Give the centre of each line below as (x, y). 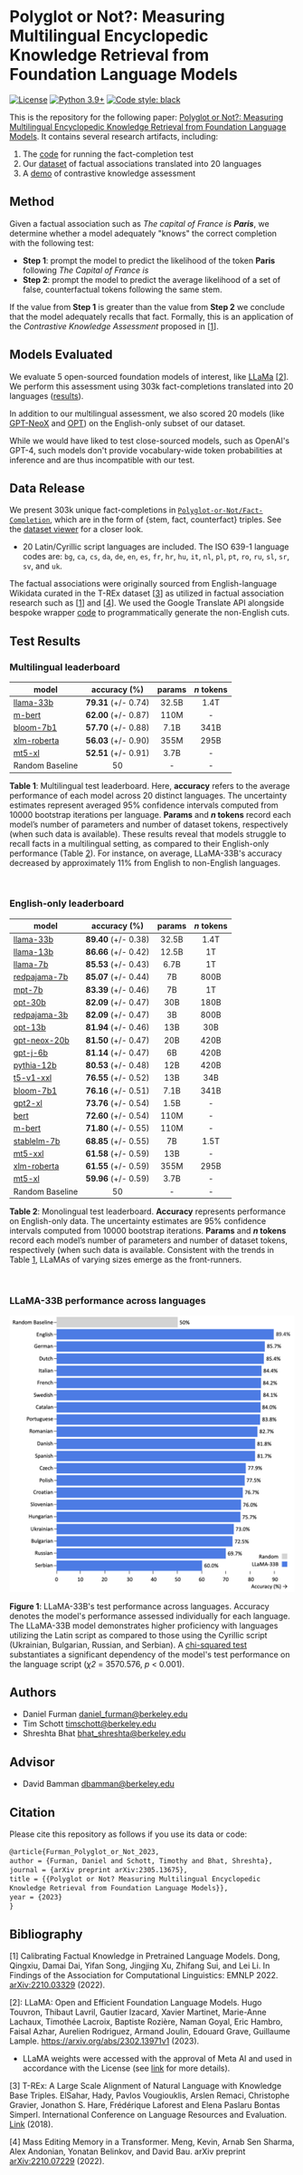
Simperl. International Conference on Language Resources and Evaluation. (148, 2114)
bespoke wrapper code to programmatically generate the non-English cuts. (150, 613)
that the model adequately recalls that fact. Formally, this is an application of (151, 316)
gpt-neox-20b (41, 1040)
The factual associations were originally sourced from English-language (143, 584)
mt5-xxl (28, 1153)
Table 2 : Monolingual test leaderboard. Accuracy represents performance (148, 1211)
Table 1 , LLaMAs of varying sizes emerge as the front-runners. (126, 1260)
